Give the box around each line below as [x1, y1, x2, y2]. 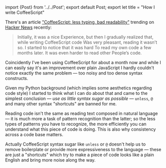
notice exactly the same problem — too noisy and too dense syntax [5, 70, 143, 76]
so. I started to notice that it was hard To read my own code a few [17, 45, 152, 50]
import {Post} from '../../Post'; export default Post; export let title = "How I [5, 4, 155, 10]
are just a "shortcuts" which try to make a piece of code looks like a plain [5, 152, 155, 158]
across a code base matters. [5, 132, 63, 137]
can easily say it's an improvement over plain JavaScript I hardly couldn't [5, 65, 155, 71]
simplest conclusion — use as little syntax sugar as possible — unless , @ [5, 95, 153, 101]
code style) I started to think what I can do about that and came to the [5, 90, 148, 96]
